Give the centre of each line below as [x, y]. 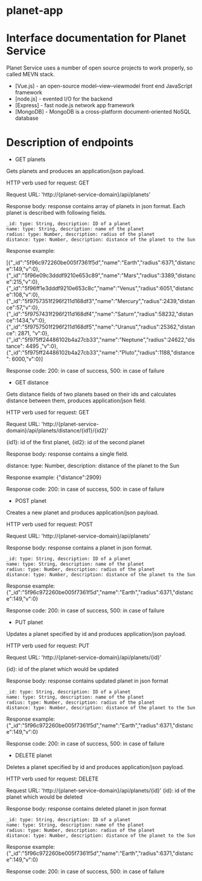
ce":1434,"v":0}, [26, 321]
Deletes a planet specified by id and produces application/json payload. [95, 767]
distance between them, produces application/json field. [76, 401]
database [27, 118]
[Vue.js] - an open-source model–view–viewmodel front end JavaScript [104, 86]
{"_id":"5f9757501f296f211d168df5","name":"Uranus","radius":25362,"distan [101, 327]
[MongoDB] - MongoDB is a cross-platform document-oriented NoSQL [103, 112]
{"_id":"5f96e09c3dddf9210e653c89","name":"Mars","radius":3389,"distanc [101, 275]
